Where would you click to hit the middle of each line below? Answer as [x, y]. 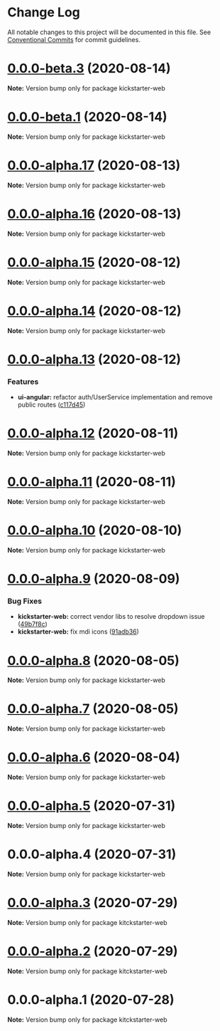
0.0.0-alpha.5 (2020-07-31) [92, 806]
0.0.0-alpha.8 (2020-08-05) [93, 660]
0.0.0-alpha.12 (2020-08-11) [93, 433]
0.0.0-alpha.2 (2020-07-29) [93, 952]
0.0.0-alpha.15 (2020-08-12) [94, 262]
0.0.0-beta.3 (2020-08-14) [89, 69]
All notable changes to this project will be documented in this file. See [109, 32]
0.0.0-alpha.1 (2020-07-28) [91, 1000]
